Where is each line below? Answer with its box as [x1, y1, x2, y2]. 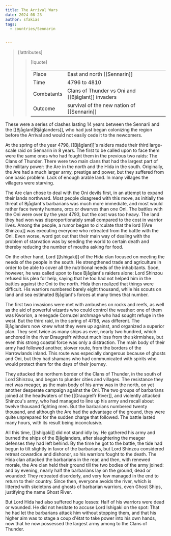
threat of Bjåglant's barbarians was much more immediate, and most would [5, 201, 163, 207]
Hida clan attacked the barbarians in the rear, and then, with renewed [5, 457, 151, 463]
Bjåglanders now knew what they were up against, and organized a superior [5, 323, 164, 329]
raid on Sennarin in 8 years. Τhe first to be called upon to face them [17, 147, 160, 153]
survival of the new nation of [67, 102, 136, 109]
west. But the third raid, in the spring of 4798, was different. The [5, 318, 140, 324]
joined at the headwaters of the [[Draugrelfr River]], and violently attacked [5, 393, 161, 399]
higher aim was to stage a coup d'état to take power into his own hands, [5, 515, 156, 521]
